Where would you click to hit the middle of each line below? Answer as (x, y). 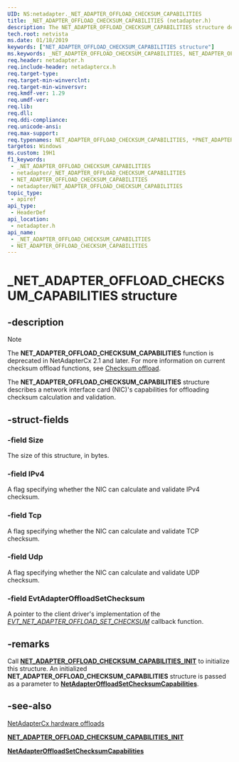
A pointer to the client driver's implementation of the (84, 614)
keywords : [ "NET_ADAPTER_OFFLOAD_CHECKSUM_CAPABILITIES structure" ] (111, 47)
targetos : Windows (34, 147)
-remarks (28, 644)
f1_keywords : (27, 160)
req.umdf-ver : (28, 100)
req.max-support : (33, 133)
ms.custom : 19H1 (31, 153)
